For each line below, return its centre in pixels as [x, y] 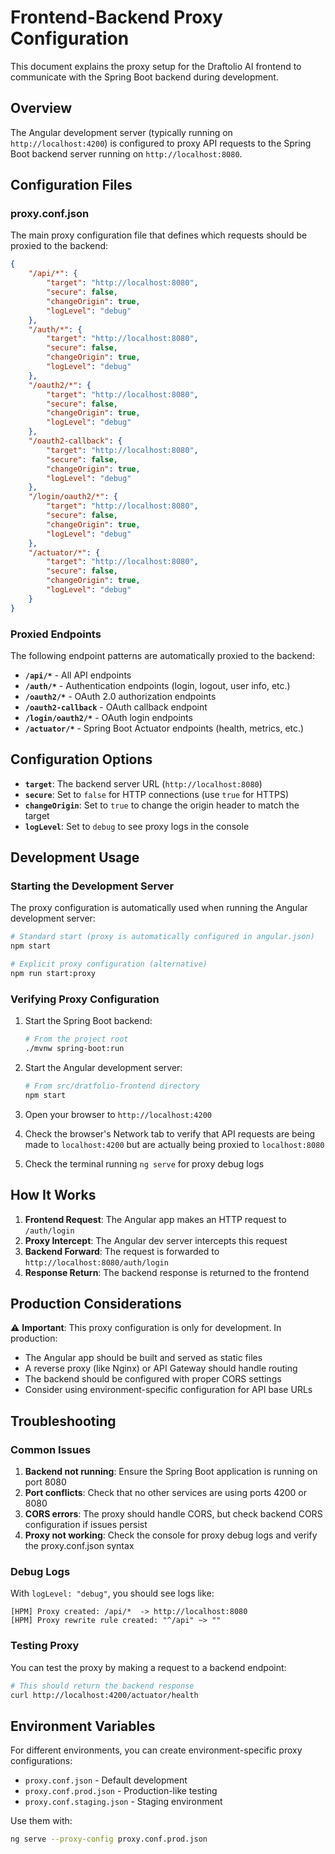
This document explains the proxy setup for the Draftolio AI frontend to [156, 66]
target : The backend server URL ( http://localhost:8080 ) [143, 783]
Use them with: [41, 1821]
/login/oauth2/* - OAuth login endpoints [108, 717]
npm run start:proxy [53, 974]
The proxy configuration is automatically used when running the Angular [159, 908]
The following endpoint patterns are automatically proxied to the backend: [162, 655]
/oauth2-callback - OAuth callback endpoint [116, 707]
